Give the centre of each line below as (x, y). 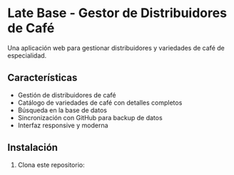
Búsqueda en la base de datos (62, 110)
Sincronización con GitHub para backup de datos (90, 117)
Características (42, 78)
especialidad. (27, 55)
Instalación (33, 148)
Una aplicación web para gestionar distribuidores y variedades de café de (116, 48)
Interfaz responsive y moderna (63, 125)
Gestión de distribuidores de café (67, 95)
